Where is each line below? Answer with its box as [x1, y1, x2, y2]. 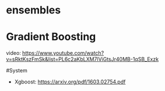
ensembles [6, 3, 61, 17]
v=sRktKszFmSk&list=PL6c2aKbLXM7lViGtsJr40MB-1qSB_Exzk [6, 56, 159, 63]
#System [6, 67, 27, 74]
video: [6, 50, 22, 57]
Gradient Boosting [6, 30, 96, 44]
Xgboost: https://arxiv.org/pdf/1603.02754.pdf [14, 78, 126, 85]
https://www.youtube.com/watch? [22, 50, 104, 57]
